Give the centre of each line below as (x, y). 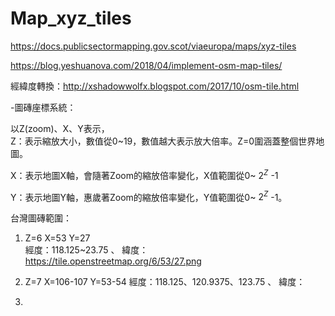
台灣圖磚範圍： (41, 218)
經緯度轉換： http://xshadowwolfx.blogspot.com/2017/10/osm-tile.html (155, 86)
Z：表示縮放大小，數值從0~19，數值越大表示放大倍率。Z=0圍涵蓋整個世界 (163, 141)
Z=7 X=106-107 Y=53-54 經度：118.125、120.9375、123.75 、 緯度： (165, 282)
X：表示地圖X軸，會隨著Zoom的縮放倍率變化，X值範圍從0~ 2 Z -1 (144, 174)
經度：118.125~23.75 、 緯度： (86, 250)
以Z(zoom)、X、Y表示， (60, 128)
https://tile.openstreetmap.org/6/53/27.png (113, 261)
